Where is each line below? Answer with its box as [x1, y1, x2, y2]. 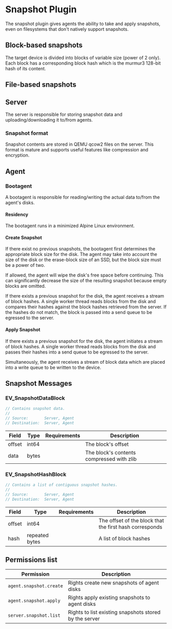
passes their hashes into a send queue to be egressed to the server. [5, 349, 149, 355]
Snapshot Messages [5, 379, 72, 388]
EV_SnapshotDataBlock [5, 394, 66, 401]
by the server [68, 615, 100, 622]
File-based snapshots [5, 81, 77, 89]
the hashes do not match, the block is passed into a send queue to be [5, 309, 153, 316]
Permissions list [5, 555, 58, 564]
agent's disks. [5, 199, 35, 206]
